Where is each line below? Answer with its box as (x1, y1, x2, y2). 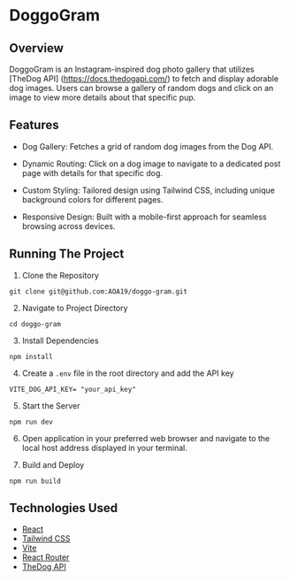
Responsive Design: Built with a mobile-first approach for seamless (21, 211, 267, 222)
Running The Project (9, 247, 125, 262)
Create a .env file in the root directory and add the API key (21, 368, 234, 378)
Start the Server (21, 400, 80, 411)
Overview (9, 41, 65, 56)
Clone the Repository (21, 270, 100, 280)
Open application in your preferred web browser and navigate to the (21, 432, 271, 443)
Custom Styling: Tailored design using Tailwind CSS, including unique (21, 185, 276, 195)
